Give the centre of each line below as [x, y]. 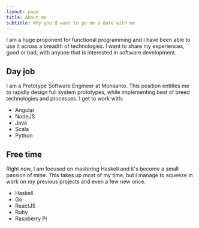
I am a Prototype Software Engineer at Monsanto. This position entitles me [98, 86]
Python [24, 136]
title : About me [26, 17]
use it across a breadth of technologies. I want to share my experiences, [95, 46]
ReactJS [25, 206]
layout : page [22, 12]
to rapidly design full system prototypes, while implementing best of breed [98, 92]
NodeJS [25, 117]
